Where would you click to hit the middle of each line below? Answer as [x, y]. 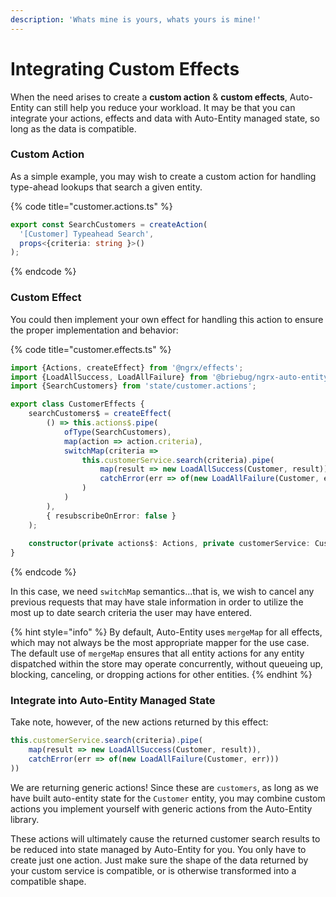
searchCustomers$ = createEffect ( [100, 414]
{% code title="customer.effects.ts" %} [91, 349]
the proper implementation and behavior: [94, 330]
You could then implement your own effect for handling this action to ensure [167, 319]
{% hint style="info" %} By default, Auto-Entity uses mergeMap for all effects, [166, 632]
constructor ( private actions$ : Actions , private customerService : [169, 544]
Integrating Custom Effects [125, 68]
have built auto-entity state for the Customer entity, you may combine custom [168, 798]
